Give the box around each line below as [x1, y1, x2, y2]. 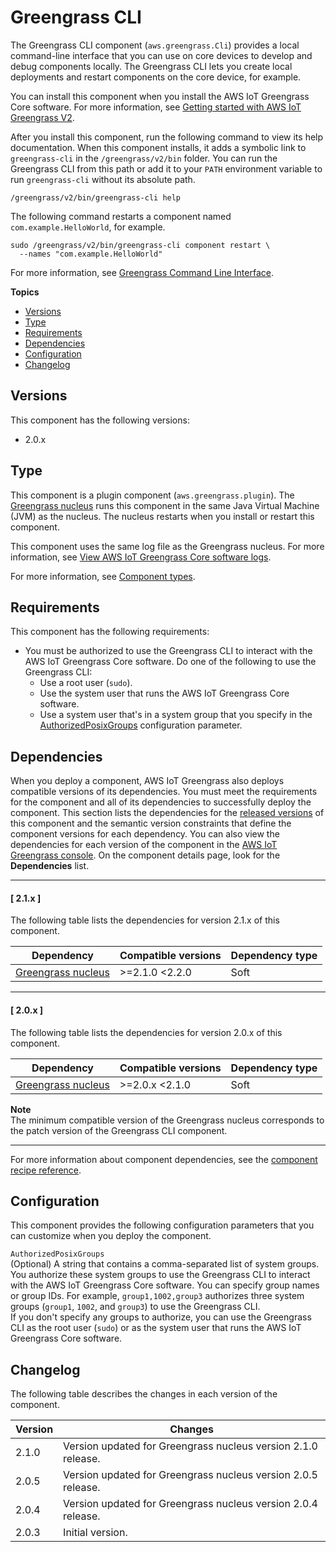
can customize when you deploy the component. [10, 1230, 212, 1242]
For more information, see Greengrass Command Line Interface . [10, 266, 274, 278]
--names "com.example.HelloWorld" [19, 249, 163, 259]
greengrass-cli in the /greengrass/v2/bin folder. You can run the [10, 152, 278, 164]
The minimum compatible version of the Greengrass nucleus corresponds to [10, 1114, 325, 1126]
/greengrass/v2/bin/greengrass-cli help [10, 192, 182, 203]
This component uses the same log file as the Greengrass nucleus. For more [10, 540, 325, 552]
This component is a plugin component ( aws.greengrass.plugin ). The [10, 489, 295, 501]
